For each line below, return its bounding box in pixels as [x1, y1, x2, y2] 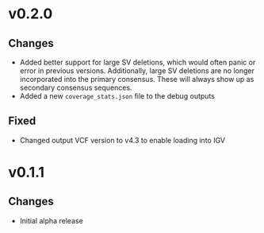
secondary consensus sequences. [19, 83, 132, 92]
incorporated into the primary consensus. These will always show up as [19, 75, 254, 83]
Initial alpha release [19, 216, 83, 225]
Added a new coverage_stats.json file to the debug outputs [19, 91, 216, 100]
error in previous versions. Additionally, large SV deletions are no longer [19, 66, 255, 76]
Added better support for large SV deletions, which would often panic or [19, 57, 256, 67]
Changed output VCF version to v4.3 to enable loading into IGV [19, 135, 226, 145]
